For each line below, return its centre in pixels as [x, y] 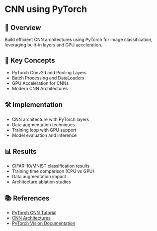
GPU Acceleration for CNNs [40, 83]
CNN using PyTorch [46, 9]
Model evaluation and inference [44, 135]
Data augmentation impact [39, 177]
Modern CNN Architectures [40, 88]
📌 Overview [23, 28]
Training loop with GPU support [44, 130]
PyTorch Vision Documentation [43, 224]
